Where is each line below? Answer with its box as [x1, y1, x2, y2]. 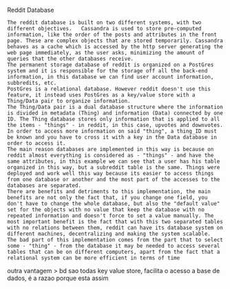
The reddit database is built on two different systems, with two [7, 19, 202, 26]
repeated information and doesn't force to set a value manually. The [7, 212, 214, 219]
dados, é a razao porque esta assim [7, 274, 109, 282]
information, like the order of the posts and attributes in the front [7, 31, 217, 38]
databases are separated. [7, 182, 81, 189]
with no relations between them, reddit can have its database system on [7, 224, 224, 231]
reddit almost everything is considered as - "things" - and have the [7, 152, 214, 159]
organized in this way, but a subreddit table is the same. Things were [7, 164, 220, 171]
